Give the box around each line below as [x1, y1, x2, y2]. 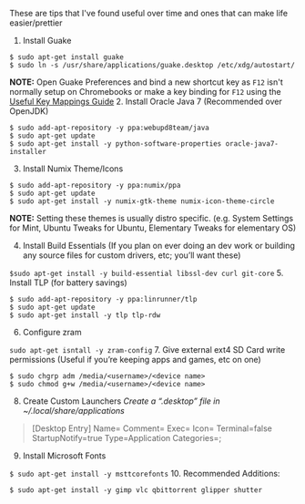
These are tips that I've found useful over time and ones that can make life [9, 8, 289, 18]
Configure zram [22, 327, 82, 337]
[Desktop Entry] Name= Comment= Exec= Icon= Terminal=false [31, 423, 273, 434]
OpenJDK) [9, 106, 49, 117]
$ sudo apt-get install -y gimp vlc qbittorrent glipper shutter [9, 486, 262, 495]
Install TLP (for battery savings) [9, 277, 127, 288]
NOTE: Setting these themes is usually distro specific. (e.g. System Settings [9, 213, 294, 223]
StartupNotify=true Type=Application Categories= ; [31, 433, 222, 443]
